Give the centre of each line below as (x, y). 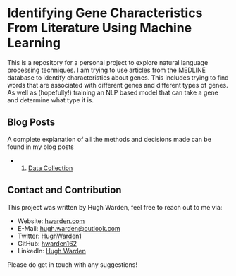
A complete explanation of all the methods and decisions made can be (109, 139)
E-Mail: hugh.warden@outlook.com (69, 228)
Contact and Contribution (64, 190)
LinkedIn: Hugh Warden (51, 251)
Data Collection (50, 168)
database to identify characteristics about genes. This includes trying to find (118, 77)
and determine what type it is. (50, 100)
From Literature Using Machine (100, 28)
